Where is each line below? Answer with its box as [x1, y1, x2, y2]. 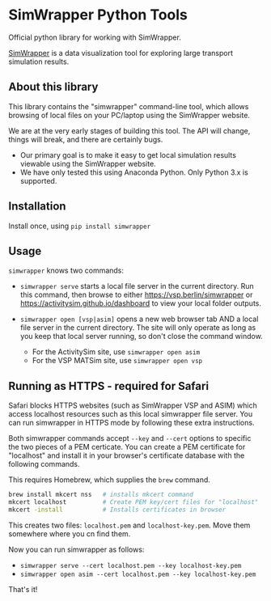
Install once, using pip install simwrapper [8, 221, 151, 231]
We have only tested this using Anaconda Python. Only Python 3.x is [19, 167, 248, 177]
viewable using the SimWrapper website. [19, 159, 156, 168]
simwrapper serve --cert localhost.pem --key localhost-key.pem [19, 561, 242, 569]
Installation [8, 200, 66, 214]
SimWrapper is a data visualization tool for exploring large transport [8, 48, 233, 57]
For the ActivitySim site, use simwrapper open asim [32, 347, 201, 357]
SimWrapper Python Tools [8, 6, 188, 24]
